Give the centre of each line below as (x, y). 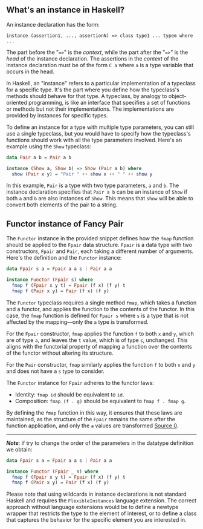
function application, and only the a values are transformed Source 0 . (92, 425)
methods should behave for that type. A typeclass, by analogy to (87, 96)
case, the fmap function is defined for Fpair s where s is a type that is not (98, 315)
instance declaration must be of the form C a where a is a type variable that (100, 65)
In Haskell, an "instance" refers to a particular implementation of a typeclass (101, 83)
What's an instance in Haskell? (66, 10)
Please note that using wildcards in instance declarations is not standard (96, 494)
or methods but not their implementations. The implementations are (90, 109)
